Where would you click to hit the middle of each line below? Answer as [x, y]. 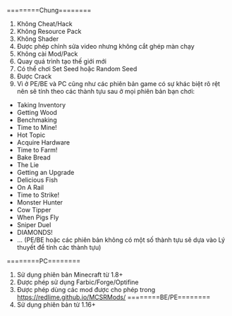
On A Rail [30, 187]
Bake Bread [33, 157]
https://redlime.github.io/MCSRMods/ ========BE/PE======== [114, 297]
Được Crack [34, 76]
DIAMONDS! [35, 232]
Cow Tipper [34, 210]
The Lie [28, 165]
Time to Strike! [38, 195]
